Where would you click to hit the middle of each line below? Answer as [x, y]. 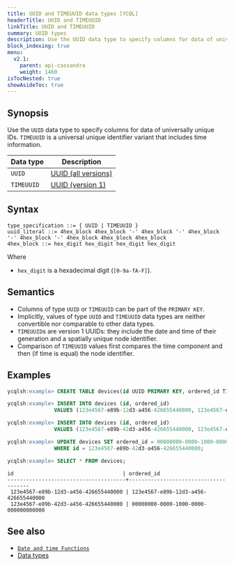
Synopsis [28, 113]
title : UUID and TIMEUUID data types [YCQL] [73, 14]
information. [25, 145]
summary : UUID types [37, 33]
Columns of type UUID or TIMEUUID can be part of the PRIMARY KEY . [111, 309]
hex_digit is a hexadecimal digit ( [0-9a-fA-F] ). [84, 270]
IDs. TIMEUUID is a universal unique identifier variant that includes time [107, 137]
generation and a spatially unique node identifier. [87, 338]
